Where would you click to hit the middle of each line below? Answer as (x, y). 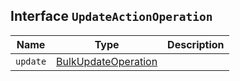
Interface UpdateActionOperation (111, 16)
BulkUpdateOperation (107, 61)
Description (196, 44)
